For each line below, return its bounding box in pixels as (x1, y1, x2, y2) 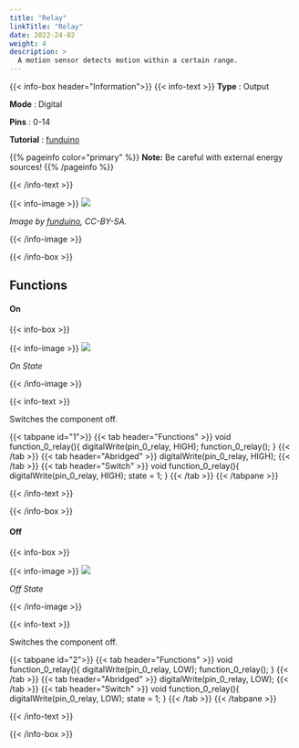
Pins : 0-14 (9, 116, 51, 127)
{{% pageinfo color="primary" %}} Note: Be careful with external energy (9, 152, 284, 163)
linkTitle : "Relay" (9, 22, 84, 31)
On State (9, 360, 43, 371)
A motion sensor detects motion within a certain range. (17, 56, 239, 65)
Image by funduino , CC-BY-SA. (9, 216, 128, 227)
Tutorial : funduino (9, 134, 80, 144)
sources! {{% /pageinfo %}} (9, 162, 115, 172)
